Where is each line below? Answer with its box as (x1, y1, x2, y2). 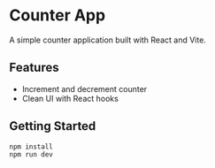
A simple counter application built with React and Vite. (9, 34, 206, 45)
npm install (9, 142, 53, 151)
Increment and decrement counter (21, 83, 148, 94)
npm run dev (9, 150, 53, 159)
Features (9, 60, 59, 75)
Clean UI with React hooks (21, 93, 119, 103)
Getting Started (9, 118, 96, 134)
